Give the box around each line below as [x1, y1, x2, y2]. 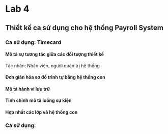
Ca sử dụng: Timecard [5, 39, 62, 46]
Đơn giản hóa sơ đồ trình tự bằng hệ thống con [5, 74, 105, 81]
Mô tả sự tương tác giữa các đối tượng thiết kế [5, 51, 104, 58]
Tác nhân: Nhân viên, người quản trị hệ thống [5, 62, 100, 69]
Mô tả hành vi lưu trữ [5, 86, 50, 92]
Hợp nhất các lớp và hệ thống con [5, 109, 78, 115]
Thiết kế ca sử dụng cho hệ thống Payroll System [5, 23, 164, 32]
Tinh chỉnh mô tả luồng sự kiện [5, 97, 72, 103]
